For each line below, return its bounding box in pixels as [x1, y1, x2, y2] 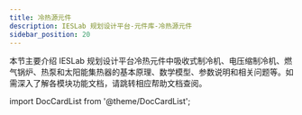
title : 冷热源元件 [9, 13, 72, 22]
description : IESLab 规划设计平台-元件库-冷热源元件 [9, 22, 192, 31]
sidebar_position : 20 [9, 30, 91, 39]
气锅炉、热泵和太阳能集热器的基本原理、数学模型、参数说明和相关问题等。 [9, 66, 286, 77]
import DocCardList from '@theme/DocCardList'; [9, 96, 191, 107]
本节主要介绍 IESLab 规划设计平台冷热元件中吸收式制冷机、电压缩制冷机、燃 [9, 56, 293, 66]
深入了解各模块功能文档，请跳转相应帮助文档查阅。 [16, 78, 207, 89]
